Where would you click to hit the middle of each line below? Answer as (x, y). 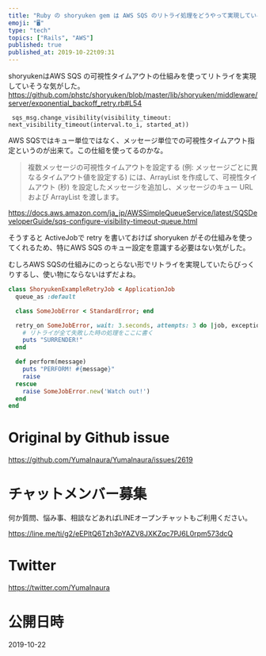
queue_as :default (46, 297)
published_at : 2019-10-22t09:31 (61, 52)
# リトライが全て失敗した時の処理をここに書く (88, 333)
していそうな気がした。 (46, 86)
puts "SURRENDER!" (53, 340)
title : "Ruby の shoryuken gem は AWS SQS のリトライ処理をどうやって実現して (129, 15)
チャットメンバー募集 (78, 495)
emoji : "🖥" (27, 23)
